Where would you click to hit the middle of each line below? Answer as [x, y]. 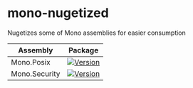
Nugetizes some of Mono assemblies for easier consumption [97, 33]
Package [84, 50]
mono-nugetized [58, 13]
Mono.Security [36, 74]
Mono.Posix [31, 62]
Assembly [36, 50]
